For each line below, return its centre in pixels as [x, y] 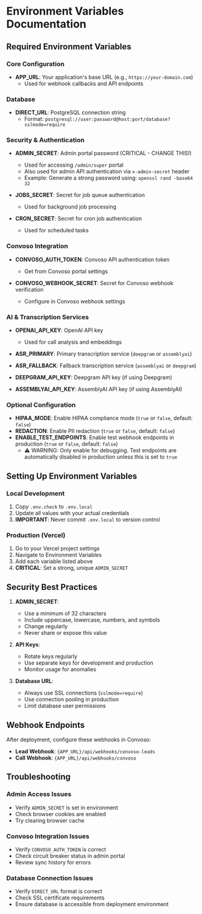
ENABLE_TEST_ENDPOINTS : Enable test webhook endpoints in [95, 438]
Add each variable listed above [54, 561]
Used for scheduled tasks [57, 230]
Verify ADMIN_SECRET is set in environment [67, 808]
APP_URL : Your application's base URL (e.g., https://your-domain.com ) [104, 77]
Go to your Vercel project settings [57, 549]
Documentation [47, 24]
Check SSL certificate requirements [60, 898]
